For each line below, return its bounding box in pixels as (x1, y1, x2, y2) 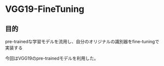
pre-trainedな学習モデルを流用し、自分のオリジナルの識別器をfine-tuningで (5, 39, 160, 44)
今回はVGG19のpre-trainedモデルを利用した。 (5, 56, 99, 61)
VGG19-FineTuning (5, 3, 85, 15)
